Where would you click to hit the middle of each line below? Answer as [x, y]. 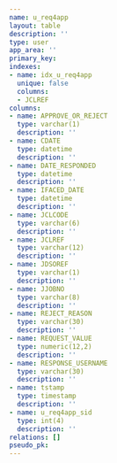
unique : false [43, 83]
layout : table [35, 26]
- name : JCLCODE [39, 215]
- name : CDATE [35, 141]
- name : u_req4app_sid [51, 413]
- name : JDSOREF [39, 265]
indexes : [25, 67]
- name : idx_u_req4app [51, 75]
